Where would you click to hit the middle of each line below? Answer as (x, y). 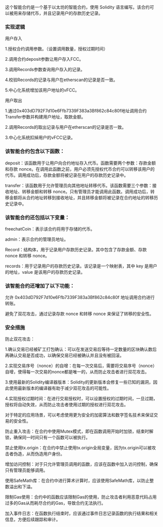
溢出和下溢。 (22, 487)
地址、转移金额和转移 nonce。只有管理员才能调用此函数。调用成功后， (80, 192)
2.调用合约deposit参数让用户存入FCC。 (44, 59)
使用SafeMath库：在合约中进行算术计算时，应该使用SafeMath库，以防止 (77, 481)
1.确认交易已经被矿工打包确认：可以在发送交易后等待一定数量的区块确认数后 (81, 350)
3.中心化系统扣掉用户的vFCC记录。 (40, 138)
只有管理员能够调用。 (26, 470)
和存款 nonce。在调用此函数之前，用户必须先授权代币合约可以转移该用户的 (80, 169)
